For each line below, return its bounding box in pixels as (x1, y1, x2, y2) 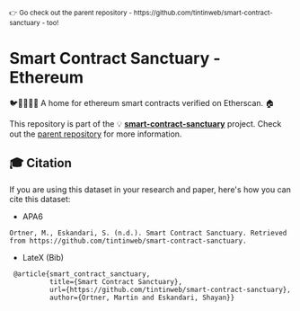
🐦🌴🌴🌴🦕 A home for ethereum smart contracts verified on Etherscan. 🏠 (9, 97, 276, 108)
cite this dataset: (9, 193, 71, 204)
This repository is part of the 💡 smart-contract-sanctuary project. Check (9, 118, 282, 129)
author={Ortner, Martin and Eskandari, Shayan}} (49, 293, 235, 302)
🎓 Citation (9, 155, 72, 171)
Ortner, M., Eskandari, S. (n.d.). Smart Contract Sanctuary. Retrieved (9, 228, 287, 237)
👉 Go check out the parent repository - (9, 8, 133, 17)
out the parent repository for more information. (9, 129, 182, 139)
